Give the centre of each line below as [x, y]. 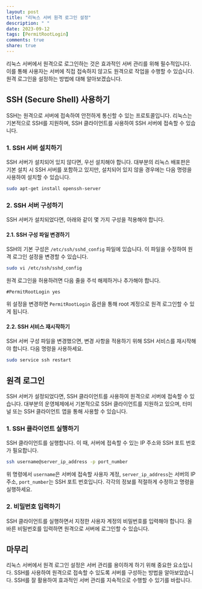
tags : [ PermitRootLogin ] [37, 35]
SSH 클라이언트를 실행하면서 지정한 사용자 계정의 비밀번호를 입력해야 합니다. [96, 521]
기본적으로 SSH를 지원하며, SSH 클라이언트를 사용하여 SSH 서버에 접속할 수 [96, 123]
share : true [21, 46]
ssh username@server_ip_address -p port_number [67, 462]
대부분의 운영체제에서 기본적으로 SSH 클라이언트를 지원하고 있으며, [103, 404]
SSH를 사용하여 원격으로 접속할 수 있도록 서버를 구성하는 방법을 [89, 573]
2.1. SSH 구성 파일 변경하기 [38, 234]
